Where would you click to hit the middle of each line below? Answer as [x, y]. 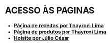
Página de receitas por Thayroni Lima [59, 26]
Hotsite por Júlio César [41, 38]
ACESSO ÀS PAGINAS [50, 11]
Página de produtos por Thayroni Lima [60, 32]
